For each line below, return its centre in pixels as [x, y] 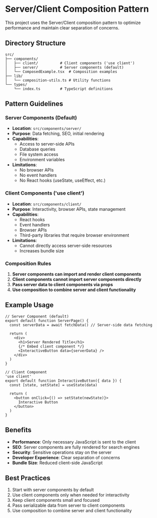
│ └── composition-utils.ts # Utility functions [58, 80]
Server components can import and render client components [77, 274]
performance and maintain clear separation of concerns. [62, 27]
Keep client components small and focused [56, 500]
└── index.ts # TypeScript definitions [63, 89]
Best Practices [28, 478]
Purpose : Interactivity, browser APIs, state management [69, 209]
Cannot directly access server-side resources [66, 246]
